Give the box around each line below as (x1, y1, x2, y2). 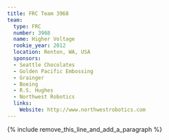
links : (13, 100, 32, 107)
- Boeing (13, 81, 38, 88)
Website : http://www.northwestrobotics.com (19, 106, 146, 113)
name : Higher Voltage (13, 36, 76, 43)
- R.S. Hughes (13, 87, 54, 94)
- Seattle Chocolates (13, 61, 76, 68)
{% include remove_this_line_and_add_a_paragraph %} (7, 125, 163, 133)
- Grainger (13, 74, 45, 81)
